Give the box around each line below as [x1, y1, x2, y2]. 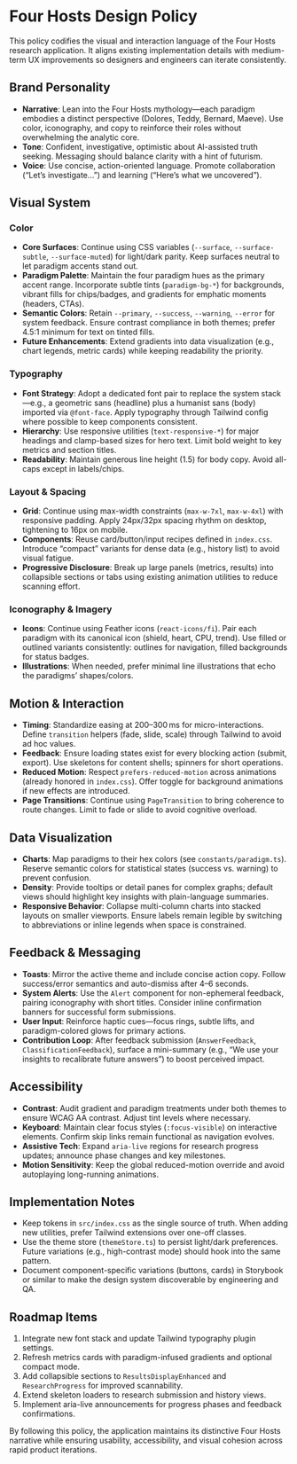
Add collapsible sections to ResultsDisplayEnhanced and [21, 1371, 227, 1382]
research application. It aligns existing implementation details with [9, 44, 250, 55]
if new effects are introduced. [21, 786, 130, 796]
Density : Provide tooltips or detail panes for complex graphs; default [21, 881, 273, 892]
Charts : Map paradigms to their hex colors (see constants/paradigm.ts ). [21, 853, 286, 864]
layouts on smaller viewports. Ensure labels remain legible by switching [21, 910, 283, 920]
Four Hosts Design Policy [9, 6, 198, 27]
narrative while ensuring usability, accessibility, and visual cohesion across [9, 1435, 284, 1446]
